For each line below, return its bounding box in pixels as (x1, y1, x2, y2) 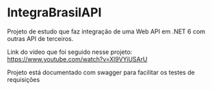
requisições (7, 75, 40, 83)
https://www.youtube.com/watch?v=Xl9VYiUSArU (7, 55, 148, 63)
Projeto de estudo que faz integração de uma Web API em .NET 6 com (7, 27, 206, 35)
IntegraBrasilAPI (7, 5, 102, 20)
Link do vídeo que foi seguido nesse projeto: (7, 48, 133, 56)
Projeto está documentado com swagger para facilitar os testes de (7, 68, 195, 76)
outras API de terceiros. (7, 34, 74, 42)
